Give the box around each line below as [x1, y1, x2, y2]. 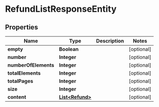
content [7, 94, 26, 100]
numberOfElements [7, 62, 54, 68]
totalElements [7, 70, 41, 77]
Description [96, 38, 124, 44]
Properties [5, 23, 38, 31]
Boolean [58, 46, 79, 53]
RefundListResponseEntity [5, 3, 117, 15]
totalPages [7, 78, 33, 84]
